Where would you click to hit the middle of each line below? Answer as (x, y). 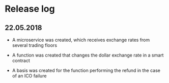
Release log (30, 9)
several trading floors (34, 45)
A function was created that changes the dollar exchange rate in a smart (88, 55)
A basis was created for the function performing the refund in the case (86, 70)
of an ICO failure (29, 76)
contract (21, 61)
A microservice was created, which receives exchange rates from (81, 40)
